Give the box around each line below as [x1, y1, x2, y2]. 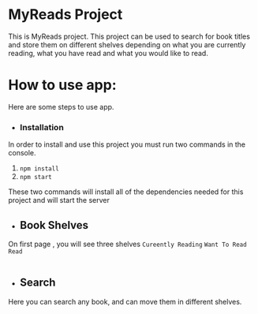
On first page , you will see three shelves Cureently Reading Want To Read [8, 239, 247, 249]
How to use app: [8, 77, 117, 94]
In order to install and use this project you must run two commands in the [8, 140, 246, 149]
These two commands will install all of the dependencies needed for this [8, 187, 244, 196]
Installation [19, 121, 65, 133]
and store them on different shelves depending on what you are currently [8, 39, 246, 49]
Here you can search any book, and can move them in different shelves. [8, 297, 242, 306]
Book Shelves [19, 219, 89, 232]
